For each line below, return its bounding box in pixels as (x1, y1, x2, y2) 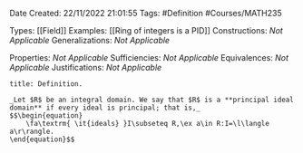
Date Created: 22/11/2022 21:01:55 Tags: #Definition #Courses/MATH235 (9, 8, 283, 18)
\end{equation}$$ (9, 135, 75, 144)
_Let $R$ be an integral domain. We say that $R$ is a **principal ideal (9, 95, 295, 104)
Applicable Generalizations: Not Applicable (9, 35, 171, 45)
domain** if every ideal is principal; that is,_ (9, 103, 201, 112)
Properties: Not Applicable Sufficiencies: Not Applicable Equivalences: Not (9, 53, 288, 62)
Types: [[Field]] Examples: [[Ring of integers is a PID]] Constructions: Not (9, 25, 283, 35)
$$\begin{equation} (9, 111, 83, 120)
